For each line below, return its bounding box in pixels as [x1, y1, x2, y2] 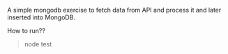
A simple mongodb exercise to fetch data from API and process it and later [7, 6, 222, 14]
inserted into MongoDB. [7, 13, 75, 21]
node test [24, 40, 52, 48]
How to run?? [7, 27, 45, 35]
